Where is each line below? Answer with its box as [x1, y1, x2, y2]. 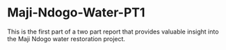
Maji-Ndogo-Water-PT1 [7, 5, 145, 21]
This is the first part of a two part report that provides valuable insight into [7, 27, 219, 36]
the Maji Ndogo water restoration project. [7, 34, 126, 42]
